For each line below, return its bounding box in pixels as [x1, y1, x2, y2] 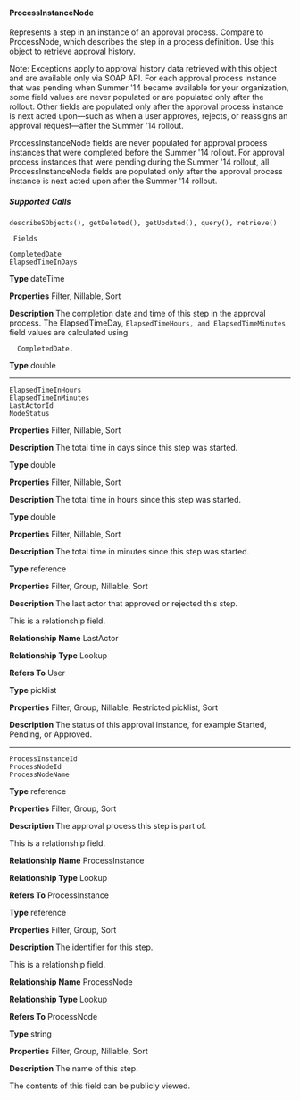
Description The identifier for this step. [9, 942, 154, 952]
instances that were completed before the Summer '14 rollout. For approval [9, 148, 285, 158]
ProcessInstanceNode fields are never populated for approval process [9, 138, 268, 148]
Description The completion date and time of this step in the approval [9, 309, 266, 319]
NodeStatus [9, 410, 50, 419]
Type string [9, 1028, 52, 1039]
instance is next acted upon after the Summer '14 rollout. [9, 175, 218, 187]
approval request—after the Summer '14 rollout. [9, 121, 185, 131]
